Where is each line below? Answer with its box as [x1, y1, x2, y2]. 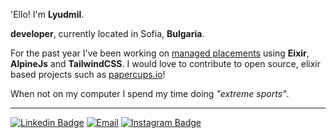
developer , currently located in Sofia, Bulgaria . [10, 28, 205, 39]
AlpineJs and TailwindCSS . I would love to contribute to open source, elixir [10, 58, 321, 69]
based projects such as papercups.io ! [10, 69, 166, 80]
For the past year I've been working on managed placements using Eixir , [10, 47, 310, 59]
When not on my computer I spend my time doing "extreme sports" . [10, 88, 290, 99]
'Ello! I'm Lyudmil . [10, 9, 85, 20]
